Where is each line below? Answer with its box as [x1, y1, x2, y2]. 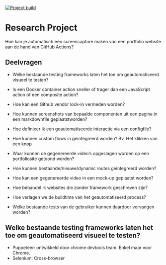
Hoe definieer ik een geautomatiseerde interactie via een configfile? [12, 126, 152, 132]
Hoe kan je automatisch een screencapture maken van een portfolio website [5, 38, 162, 44]
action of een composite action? [12, 91, 79, 97]
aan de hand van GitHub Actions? [5, 44, 74, 50]
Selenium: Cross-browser [12, 255, 65, 261]
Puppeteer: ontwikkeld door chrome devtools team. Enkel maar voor [12, 244, 153, 251]
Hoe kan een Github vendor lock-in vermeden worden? [12, 101, 125, 107]
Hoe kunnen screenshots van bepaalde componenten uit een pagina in [12, 111, 158, 117]
